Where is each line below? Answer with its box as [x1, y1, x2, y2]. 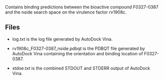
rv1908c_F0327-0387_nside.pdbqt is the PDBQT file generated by [12, 46, 145, 51]
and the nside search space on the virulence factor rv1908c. [5, 9, 127, 15]
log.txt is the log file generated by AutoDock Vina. [12, 36, 113, 42]
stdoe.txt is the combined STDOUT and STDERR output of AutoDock [12, 65, 150, 71]
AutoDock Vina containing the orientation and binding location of [12, 50, 143, 56]
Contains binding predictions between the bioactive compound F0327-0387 [5, 4, 159, 10]
